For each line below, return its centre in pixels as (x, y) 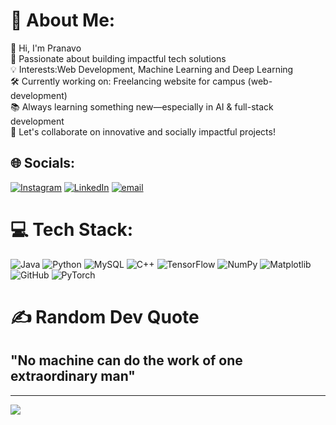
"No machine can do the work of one (126, 360)
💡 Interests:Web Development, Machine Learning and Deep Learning (152, 69)
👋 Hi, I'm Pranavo (46, 48)
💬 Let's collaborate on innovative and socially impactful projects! (143, 131)
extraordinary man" (73, 376)
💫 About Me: (63, 20)
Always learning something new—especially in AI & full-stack (147, 106)
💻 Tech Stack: (72, 229)
